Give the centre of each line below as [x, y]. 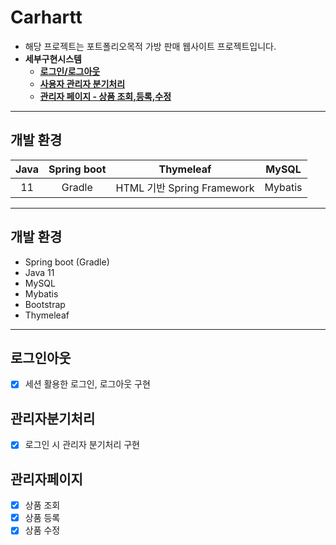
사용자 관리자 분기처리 [82, 83]
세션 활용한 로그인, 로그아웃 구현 [87, 384]
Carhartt [46, 17]
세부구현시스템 [53, 58]
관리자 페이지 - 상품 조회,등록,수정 [105, 96]
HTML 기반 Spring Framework [185, 188]
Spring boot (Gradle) [67, 262]
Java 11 [39, 272]
